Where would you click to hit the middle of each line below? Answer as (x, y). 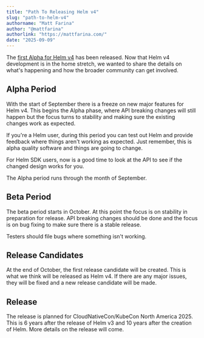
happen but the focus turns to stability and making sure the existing (91, 117)
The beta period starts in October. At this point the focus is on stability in (97, 211)
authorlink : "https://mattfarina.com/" (57, 35)
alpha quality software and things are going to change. (74, 148)
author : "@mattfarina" (35, 29)
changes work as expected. (41, 123)
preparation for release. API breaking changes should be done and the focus (102, 218)
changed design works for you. (45, 166)
